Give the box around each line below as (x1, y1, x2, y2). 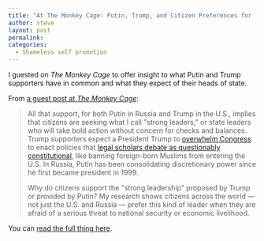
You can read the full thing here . (8, 224, 113, 233)
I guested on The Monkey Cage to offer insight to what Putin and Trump (8, 70, 242, 79)
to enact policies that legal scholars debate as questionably (27, 143, 221, 152)
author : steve (8, 19, 55, 27)
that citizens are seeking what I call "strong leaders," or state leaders (27, 118, 251, 126)
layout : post (8, 26, 51, 34)
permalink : (8, 33, 44, 42)
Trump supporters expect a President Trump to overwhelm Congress (27, 134, 251, 143)
